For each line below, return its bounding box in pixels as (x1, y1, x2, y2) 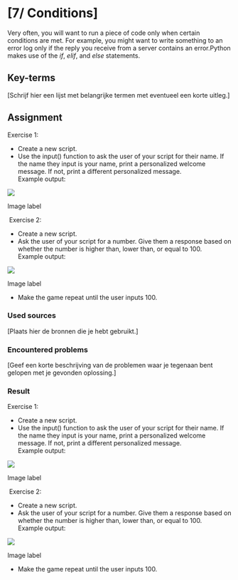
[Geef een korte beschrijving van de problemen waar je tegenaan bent (7, 361, 213, 370)
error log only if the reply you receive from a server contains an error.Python (7, 43, 231, 52)
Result (7, 386, 31, 396)
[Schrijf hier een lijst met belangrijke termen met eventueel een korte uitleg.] (7, 90, 230, 99)
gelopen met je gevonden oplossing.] (7, 368, 117, 377)
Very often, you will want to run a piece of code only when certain (7, 29, 200, 37)
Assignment (7, 112, 63, 124)
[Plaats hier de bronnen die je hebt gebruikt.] (7, 326, 139, 336)
